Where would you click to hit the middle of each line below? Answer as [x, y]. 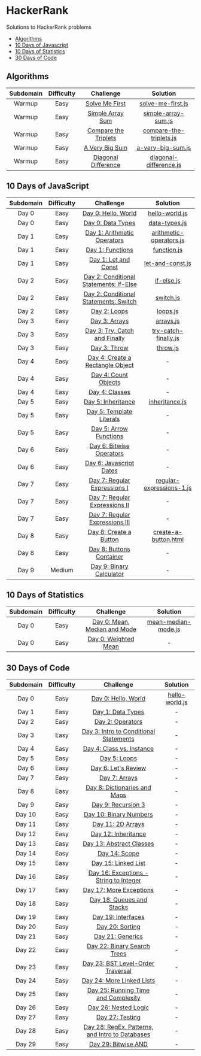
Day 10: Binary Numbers [118, 815]
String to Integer [118, 881]
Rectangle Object [109, 365]
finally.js [167, 338]
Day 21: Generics [118, 936]
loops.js [167, 311]
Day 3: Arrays [110, 321]
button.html [168, 539]
